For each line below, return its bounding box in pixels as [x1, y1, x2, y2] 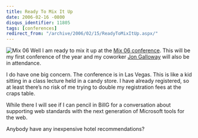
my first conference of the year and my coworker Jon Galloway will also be [6, 53, 190, 60]
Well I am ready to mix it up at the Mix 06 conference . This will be [30, 47, 191, 54]
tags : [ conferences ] [6, 25, 58, 31]
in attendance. [6, 60, 42, 67]
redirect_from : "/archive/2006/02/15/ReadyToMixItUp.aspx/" [6, 31, 159, 37]
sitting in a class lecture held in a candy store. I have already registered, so [6, 78, 189, 85]
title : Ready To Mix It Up [6, 8, 73, 15]
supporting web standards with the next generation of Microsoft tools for [6, 108, 185, 115]
